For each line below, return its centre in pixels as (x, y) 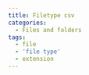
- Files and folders (48, 30)
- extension (35, 59)
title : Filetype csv (42, 15)
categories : (27, 23)
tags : (17, 37)
